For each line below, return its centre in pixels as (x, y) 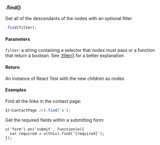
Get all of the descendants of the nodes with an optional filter (69, 19)
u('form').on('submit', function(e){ (45, 129)
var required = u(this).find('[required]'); (57, 133)
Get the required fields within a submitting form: (55, 120)
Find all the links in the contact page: (43, 101)
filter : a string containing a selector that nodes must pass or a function (80, 50)
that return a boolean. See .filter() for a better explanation (65, 56)
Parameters (18, 39)
